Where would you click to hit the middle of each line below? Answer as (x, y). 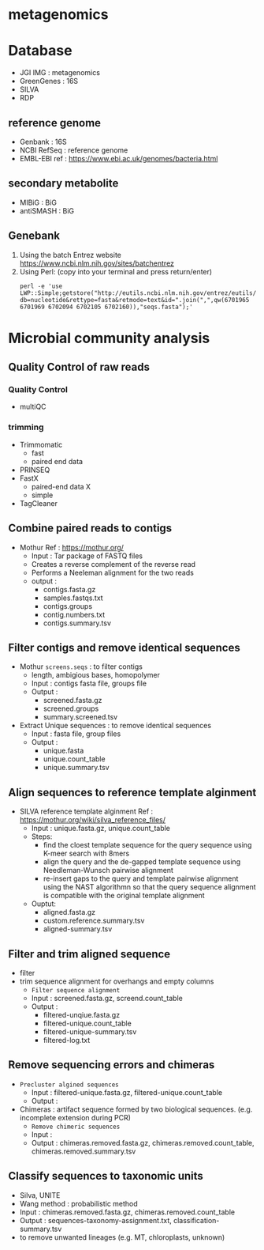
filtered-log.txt (67, 1040)
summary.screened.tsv (80, 717)
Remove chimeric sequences (76, 1127)
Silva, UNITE (40, 1195)
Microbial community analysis (109, 338)
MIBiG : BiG (38, 202)
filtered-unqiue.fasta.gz (82, 1014)
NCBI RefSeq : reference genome (74, 150)
